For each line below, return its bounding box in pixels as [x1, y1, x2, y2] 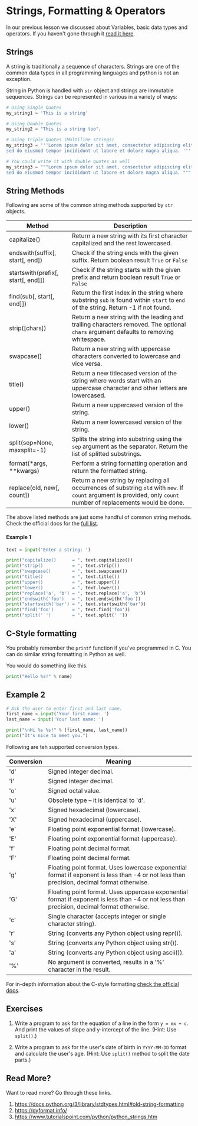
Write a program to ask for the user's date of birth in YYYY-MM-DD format [14, 1043, 187, 1050]
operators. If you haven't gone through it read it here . [6, 30, 136, 37]
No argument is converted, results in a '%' [48, 958, 164, 966]
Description [114, 222, 147, 230]
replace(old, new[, [9, 484, 60, 492]
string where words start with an [71, 377, 161, 385]
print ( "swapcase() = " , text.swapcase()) [6, 569, 128, 575]
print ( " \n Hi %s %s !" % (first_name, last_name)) [6, 727, 128, 734]
